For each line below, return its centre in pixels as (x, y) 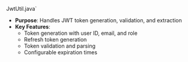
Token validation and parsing (60, 46)
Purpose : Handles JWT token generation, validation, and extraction (98, 20)
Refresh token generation (55, 39)
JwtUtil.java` (22, 9)
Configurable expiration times (61, 52)
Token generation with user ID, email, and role (81, 33)
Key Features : (32, 27)
